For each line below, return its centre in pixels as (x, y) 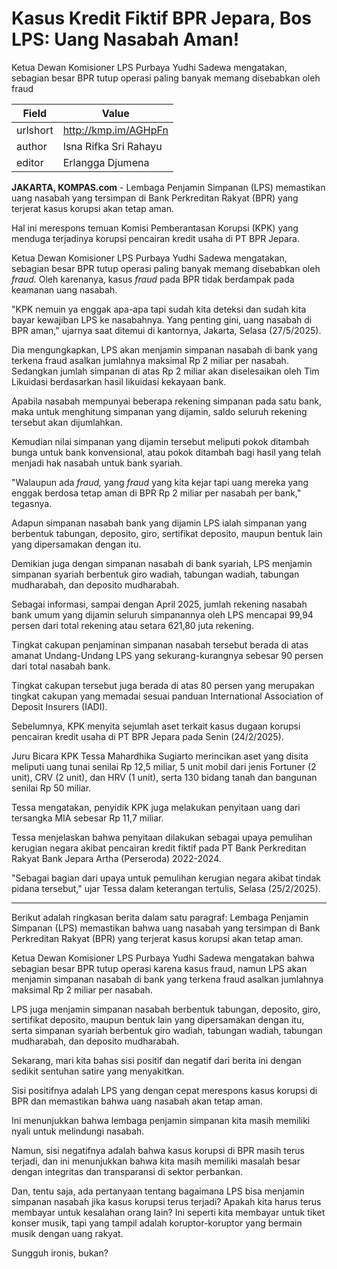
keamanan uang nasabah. (64, 289)
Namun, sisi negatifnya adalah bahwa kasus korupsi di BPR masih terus (158, 1150)
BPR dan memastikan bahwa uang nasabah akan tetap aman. (137, 1101)
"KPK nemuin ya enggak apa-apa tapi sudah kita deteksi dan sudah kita (159, 309)
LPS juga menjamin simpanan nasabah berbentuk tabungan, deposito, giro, (166, 1009)
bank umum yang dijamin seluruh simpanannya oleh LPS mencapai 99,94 (162, 614)
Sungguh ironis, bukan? (60, 1253)
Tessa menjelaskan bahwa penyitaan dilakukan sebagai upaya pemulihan (162, 837)
